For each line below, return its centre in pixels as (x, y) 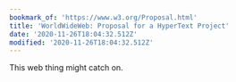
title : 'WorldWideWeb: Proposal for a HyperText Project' (119, 26)
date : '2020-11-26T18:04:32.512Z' (74, 34)
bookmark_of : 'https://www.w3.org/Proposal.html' (104, 17)
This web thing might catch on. (66, 68)
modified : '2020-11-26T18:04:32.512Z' (81, 42)
